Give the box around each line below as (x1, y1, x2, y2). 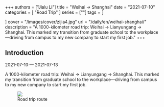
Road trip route (17, 96, 47, 102)
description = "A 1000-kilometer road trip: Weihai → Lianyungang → (5, 24, 142, 30)
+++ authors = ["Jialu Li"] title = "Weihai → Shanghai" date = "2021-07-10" (5, 4, 155, 10)
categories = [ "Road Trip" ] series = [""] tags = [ (5, 9, 104, 15)
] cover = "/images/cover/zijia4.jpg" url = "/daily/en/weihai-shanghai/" (5, 19, 147, 25)
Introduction (5, 49, 44, 57)
